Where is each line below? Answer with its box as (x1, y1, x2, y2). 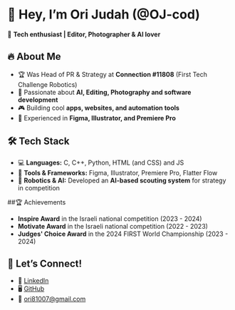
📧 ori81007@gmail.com (17, 295, 86, 304)
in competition (17, 183, 61, 192)
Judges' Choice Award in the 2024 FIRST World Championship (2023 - (17, 229, 229, 238)
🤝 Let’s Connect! (7, 257, 83, 269)
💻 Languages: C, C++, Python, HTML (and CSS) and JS (17, 158, 184, 167)
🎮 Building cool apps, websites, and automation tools (17, 103, 180, 112)
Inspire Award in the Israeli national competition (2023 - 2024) (17, 214, 202, 223)
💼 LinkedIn (17, 277, 49, 285)
